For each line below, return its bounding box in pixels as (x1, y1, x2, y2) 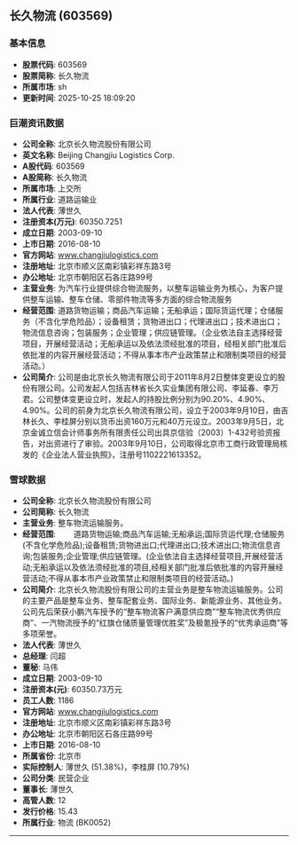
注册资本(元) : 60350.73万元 (21, 684, 122, 695)
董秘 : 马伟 (21, 662, 59, 673)
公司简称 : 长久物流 (21, 507, 90, 517)
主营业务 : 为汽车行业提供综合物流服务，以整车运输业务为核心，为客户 (21, 282, 276, 293)
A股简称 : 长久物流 (21, 171, 88, 182)
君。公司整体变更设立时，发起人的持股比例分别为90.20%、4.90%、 (21, 393, 271, 404)
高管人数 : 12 (21, 795, 67, 806)
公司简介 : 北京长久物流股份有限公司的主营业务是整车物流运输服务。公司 (21, 584, 284, 595)
